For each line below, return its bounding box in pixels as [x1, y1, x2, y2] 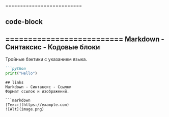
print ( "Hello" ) [5, 71, 38, 76]
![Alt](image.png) [5, 106, 44, 112]
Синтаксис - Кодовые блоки [5, 43, 100, 51]
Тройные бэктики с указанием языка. [5, 56, 88, 63]
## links [5, 80, 24, 85]
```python [5, 66, 26, 71]
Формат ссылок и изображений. [5, 89, 70, 94]
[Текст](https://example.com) [5, 102, 70, 107]
